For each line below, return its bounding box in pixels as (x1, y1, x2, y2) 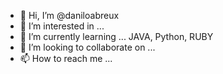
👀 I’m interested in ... (19, 20, 105, 32)
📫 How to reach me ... (19, 53, 113, 64)
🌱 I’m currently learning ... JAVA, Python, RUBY (19, 31, 214, 42)
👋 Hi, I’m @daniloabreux (19, 10, 120, 21)
